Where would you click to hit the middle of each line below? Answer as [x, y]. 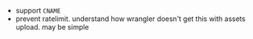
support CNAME [38, 11]
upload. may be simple [52, 27]
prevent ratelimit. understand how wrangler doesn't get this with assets [130, 19]
